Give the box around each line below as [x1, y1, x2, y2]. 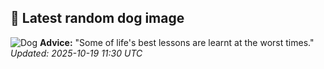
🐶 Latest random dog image [10, 10, 185, 27]
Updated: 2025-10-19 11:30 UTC [10, 47, 143, 59]
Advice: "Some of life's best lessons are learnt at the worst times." [39, 36, 315, 48]
